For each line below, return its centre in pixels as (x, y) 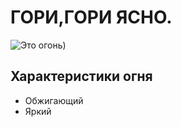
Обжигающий (54, 100)
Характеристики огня (81, 76)
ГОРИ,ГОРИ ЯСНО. (91, 17)
